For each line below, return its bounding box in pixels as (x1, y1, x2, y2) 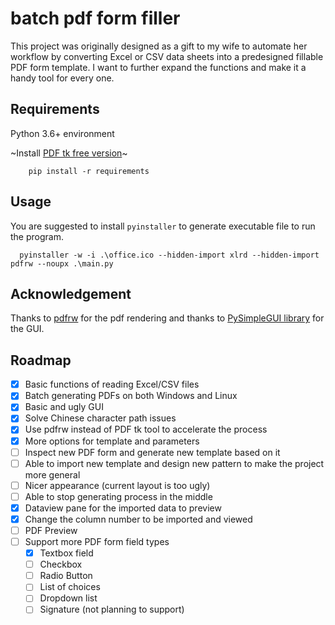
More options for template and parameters (24, 435, 200, 447)
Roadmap (10, 352, 72, 369)
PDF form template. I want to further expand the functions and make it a (10, 61, 307, 73)
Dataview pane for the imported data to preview (24, 502, 222, 514)
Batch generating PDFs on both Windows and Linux (24, 390, 238, 402)
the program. (10, 230, 64, 242)
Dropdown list (39, 592, 98, 604)
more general (24, 468, 81, 481)
